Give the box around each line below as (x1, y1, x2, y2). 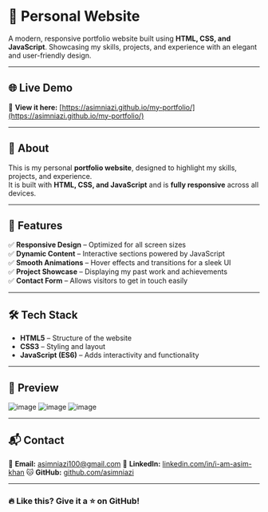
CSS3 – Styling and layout (19, 342, 106, 351)
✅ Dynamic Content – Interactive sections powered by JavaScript (8, 249, 226, 259)
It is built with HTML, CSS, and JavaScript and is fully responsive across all (8, 180, 259, 189)
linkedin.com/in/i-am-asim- (162, 458, 253, 468)
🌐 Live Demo (8, 81, 73, 95)
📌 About (8, 141, 49, 155)
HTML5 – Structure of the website (19, 333, 132, 343)
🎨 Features (8, 219, 63, 232)
